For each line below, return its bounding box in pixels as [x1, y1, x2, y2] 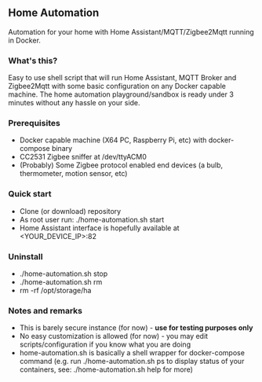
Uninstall [8, 251, 43, 262]
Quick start [8, 189, 53, 200]
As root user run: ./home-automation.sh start [19, 215, 165, 224]
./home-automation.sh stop [19, 269, 108, 278]
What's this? [8, 55, 58, 66]
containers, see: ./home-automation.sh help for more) [19, 365, 194, 374]
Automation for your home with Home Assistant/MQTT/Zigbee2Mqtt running [8, 27, 255, 36]
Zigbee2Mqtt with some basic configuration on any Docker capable [8, 82, 226, 91]
